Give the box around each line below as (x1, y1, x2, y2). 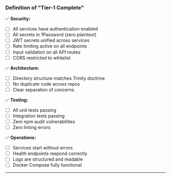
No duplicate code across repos (12, 81, 80, 87)
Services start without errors (12, 145, 73, 151)
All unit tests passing (12, 107, 56, 113)
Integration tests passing (12, 113, 65, 119)
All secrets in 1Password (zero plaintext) (12, 32, 97, 38)
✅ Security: (5, 16, 31, 22)
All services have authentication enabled (12, 26, 98, 32)
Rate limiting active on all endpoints (12, 43, 88, 49)
